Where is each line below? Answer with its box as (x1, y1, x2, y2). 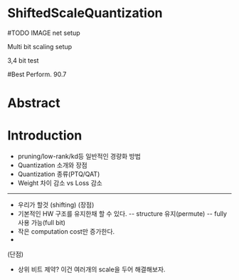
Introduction (7, 128, 83, 144)
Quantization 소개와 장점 (17, 161, 87, 170)
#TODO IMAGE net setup (7, 28, 80, 37)
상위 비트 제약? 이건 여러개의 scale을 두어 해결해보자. (17, 265, 166, 274)
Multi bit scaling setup (7, 42, 73, 51)
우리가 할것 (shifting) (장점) (17, 201, 95, 209)
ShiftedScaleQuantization (7, 5, 163, 21)
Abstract (7, 95, 60, 111)
